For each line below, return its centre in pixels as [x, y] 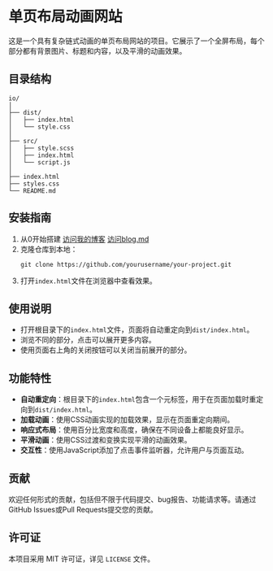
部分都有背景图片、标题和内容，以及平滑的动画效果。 [97, 50]
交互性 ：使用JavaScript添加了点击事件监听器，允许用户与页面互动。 [134, 450]
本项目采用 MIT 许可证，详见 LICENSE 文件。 [82, 559]
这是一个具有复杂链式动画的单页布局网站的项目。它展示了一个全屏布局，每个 [136, 41]
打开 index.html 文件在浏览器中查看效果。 [88, 281]
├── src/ [23, 141]
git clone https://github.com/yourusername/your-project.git [126, 264]
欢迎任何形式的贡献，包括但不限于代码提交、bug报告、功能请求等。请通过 [132, 499]
